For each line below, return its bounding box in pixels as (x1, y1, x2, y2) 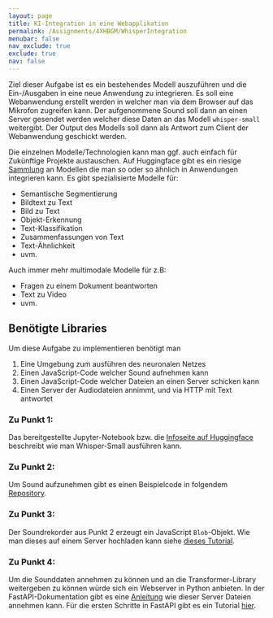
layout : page (8, 11, 53, 20)
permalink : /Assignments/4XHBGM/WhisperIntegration (8, 27, 187, 35)
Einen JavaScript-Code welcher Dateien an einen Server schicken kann (19, 376, 260, 386)
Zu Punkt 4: (8, 556, 55, 568)
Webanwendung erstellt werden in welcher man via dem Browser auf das (8, 97, 253, 107)
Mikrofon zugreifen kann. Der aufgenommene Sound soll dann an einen (8, 105, 248, 115)
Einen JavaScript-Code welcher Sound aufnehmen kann (19, 368, 209, 377)
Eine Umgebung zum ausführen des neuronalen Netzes (19, 359, 206, 368)
